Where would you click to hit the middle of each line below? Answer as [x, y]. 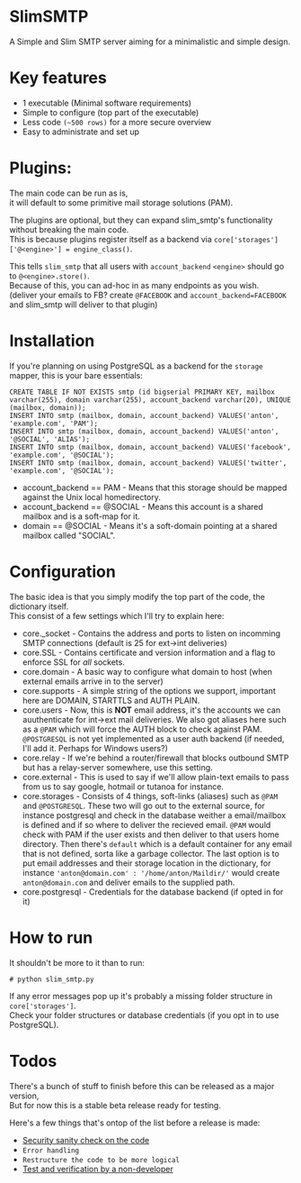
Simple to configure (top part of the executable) [111, 112]
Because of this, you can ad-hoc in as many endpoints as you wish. [134, 285]
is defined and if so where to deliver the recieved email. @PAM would [146, 824]
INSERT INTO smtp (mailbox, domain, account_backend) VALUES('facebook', [150, 447]
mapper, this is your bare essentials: [76, 375]
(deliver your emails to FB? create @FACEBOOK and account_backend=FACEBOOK [148, 295]
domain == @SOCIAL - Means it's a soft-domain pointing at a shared [150, 525]
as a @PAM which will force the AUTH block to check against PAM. [142, 729]
